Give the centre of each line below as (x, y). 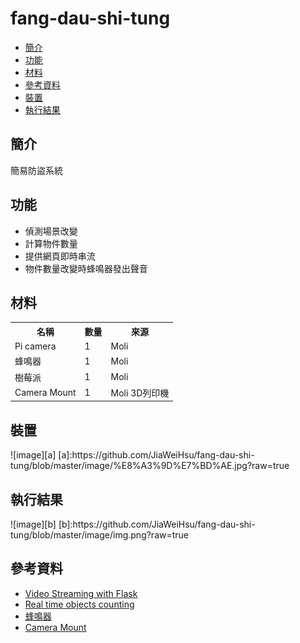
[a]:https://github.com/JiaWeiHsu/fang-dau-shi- (156, 455)
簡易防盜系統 (36, 170)
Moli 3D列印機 (140, 393)
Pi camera (35, 346)
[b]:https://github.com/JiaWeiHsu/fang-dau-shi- (157, 524)
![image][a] (33, 455)
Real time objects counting (79, 604)
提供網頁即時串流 (60, 256)
